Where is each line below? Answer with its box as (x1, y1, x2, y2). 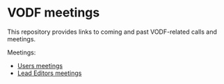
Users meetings (17, 61, 63, 70)
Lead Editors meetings (17, 69, 82, 77)
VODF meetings (7, 5, 100, 21)
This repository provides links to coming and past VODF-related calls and (7, 28, 218, 36)
